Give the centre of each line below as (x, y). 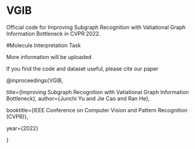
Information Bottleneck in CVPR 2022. (53, 33)
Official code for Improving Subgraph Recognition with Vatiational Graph (96, 27)
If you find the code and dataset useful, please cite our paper (82, 68)
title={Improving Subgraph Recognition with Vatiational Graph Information (97, 92)
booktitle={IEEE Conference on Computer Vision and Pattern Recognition (97, 110)
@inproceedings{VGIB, (35, 80)
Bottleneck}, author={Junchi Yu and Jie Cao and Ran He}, (78, 98)
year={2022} (22, 128)
